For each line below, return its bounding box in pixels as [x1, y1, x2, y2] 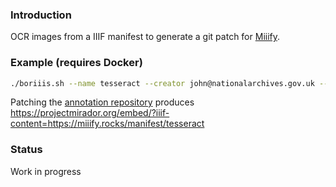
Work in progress [10, 165, 82, 177]
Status [10, 143, 43, 157]
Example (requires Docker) [10, 56, 143, 70]
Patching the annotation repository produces [10, 96, 195, 108]
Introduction [10, 8, 72, 22]
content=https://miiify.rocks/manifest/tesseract [10, 118, 205, 130]
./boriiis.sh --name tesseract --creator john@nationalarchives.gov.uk [10, 78, 315, 88]
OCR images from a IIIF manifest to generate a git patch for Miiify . [10, 31, 281, 43]
